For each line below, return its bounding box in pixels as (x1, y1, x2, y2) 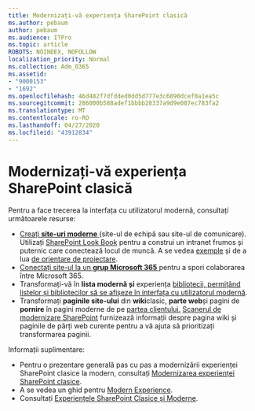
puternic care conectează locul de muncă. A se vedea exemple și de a (19, 246, 247, 255)
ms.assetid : (8, 70, 47, 78)
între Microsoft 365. (19, 271, 84, 280)
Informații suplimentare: (8, 344, 85, 354)
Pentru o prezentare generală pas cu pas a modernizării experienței (19, 360, 238, 369)
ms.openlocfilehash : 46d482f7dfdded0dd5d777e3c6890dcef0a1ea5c (8, 92, 220, 100)
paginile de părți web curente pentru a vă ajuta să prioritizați (19, 320, 215, 331)
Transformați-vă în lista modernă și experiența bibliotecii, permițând (19, 279, 241, 288)
